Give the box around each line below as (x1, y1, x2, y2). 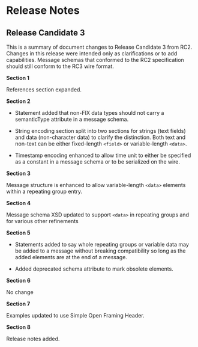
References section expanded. (6, 86, 82, 93)
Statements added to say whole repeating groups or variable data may (14, 241, 189, 248)
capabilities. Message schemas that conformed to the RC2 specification (6, 57, 184, 63)
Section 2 (6, 97, 31, 105)
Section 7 (6, 300, 31, 307)
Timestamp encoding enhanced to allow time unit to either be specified (14, 152, 191, 159)
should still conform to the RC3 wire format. (6, 63, 114, 70)
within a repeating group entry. (6, 188, 83, 195)
